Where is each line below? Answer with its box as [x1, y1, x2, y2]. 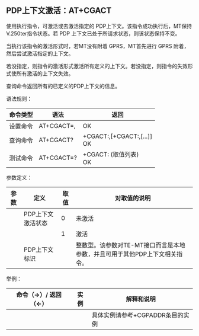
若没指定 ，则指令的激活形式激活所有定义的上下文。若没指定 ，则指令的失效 [6, 62, 188, 69]
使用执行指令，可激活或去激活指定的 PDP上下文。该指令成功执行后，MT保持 [6, 23, 192, 30]
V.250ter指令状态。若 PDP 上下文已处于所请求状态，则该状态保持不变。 [6, 30, 181, 37]
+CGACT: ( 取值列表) [82, 150, 139, 158]
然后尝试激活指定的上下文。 [6, 50, 74, 57]
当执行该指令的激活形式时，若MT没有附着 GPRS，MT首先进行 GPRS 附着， [6, 42, 190, 49]
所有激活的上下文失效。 [16, 70, 74, 77]
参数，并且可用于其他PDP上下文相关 [76, 249, 177, 258]
